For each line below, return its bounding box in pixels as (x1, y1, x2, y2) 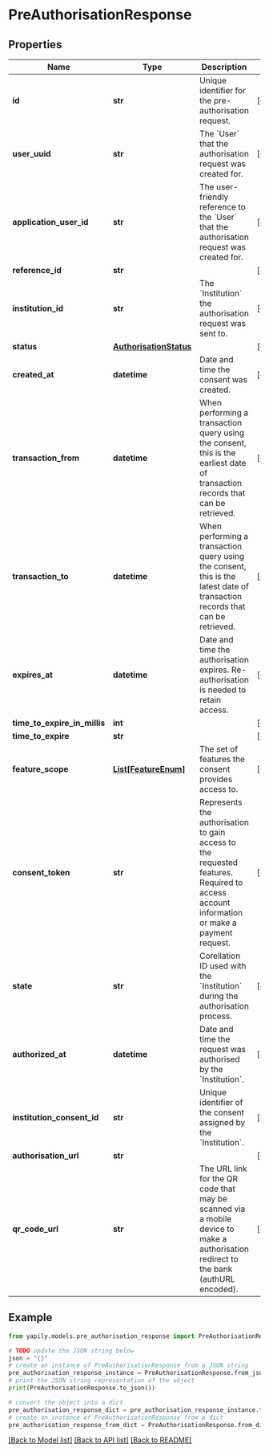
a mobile (199, 1213, 232, 1224)
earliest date (199, 458, 247, 468)
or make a (199, 917, 238, 928)
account (199, 897, 231, 908)
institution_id (12, 303, 64, 314)
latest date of (199, 581, 250, 592)
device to (199, 1223, 235, 1234)
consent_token (12, 867, 70, 878)
